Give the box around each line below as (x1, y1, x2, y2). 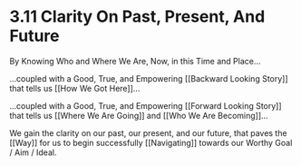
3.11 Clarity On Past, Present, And (9, 6, 266, 27)
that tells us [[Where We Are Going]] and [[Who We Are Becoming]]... (9, 110, 269, 121)
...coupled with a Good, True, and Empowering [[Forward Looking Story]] (9, 100, 283, 111)
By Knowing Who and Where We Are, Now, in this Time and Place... (9, 55, 261, 66)
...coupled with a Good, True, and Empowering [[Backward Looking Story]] (9, 73, 288, 83)
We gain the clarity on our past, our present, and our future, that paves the (9, 127, 287, 138)
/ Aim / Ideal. (9, 147, 57, 158)
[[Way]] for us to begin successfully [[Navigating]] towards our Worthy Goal (9, 137, 293, 148)
